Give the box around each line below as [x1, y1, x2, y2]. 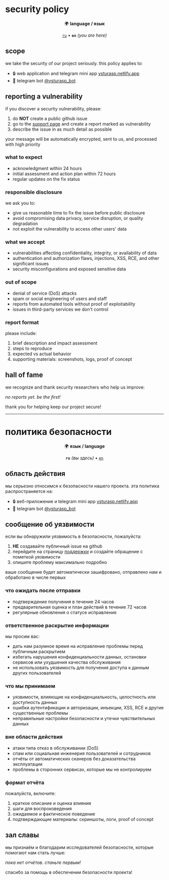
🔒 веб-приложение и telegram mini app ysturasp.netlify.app [12, 498, 138, 504]
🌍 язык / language [64, 443, 105, 449]
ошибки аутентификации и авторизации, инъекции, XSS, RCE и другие [12, 705, 164, 711]
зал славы [5, 831, 39, 840]
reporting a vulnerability [5, 92, 83, 101]
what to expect [5, 154, 43, 161]
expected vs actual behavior [12, 351, 71, 357]
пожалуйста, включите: [5, 790, 56, 796]
